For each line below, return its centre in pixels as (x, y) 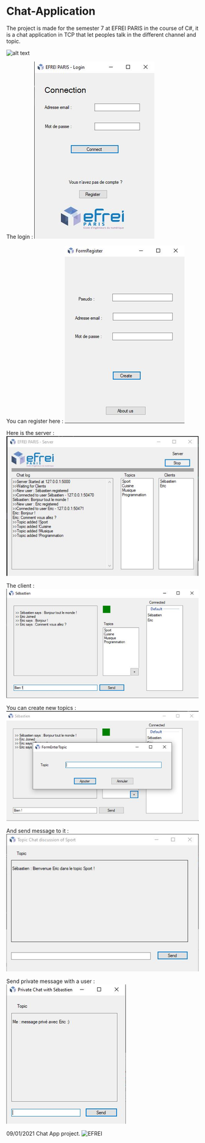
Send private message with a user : (51, 981)
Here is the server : (31, 433)
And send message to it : (38, 831)
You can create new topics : (41, 707)
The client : (20, 585)
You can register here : (35, 421)
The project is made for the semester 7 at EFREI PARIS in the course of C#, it (103, 28)
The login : (20, 236)
